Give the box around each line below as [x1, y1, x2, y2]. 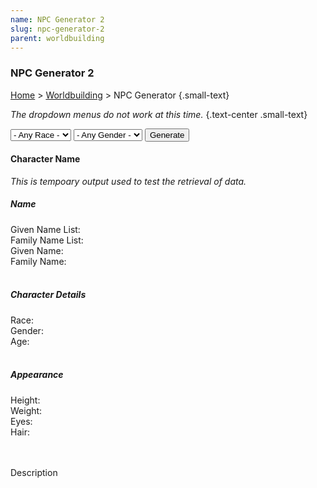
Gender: [10, 324, 44, 336]
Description [10, 466, 58, 478]
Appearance [10, 369, 64, 381]
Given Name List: [10, 223, 81, 235]
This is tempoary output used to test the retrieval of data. [10, 175, 247, 187]
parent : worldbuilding [10, 33, 105, 43]
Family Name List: [10, 234, 84, 246]
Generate [149, 129, 185, 140]
